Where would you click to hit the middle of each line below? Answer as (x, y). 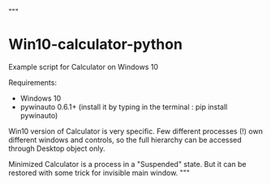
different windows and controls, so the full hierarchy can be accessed (125, 139)
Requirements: (32, 82)
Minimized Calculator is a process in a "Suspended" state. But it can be (127, 164)
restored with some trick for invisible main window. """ (99, 173)
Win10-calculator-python (95, 45)
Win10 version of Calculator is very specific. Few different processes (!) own (136, 131)
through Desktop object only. (57, 148)
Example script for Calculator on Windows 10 (84, 66)
